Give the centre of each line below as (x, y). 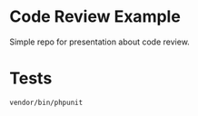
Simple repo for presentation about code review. (100, 42)
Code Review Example (95, 17)
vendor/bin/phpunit (46, 102)
